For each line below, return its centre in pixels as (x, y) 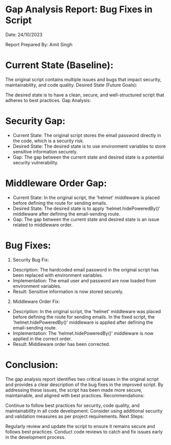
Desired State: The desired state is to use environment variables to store (89, 146)
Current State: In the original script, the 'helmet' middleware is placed (86, 197)
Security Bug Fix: (31, 260)
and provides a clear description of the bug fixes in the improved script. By (84, 384)
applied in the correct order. (42, 338)
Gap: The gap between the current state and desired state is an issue (86, 219)
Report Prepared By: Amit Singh (39, 44)
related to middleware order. (43, 225)
